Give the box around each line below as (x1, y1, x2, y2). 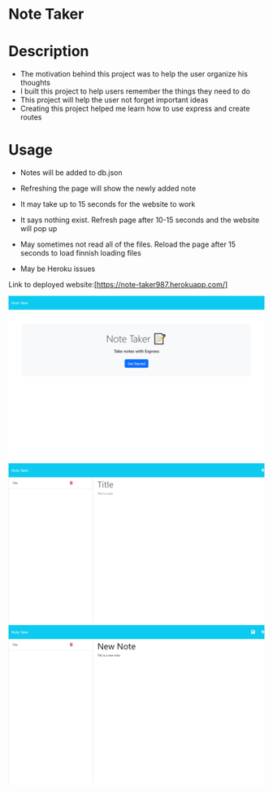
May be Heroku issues (19, 264, 96, 273)
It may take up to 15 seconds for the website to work (19, 199, 196, 209)
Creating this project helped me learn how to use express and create (19, 103, 250, 114)
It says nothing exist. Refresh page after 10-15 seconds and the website (19, 215, 260, 225)
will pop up (19, 224, 58, 234)
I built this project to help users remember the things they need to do (19, 86, 250, 96)
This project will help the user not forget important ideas (19, 95, 209, 105)
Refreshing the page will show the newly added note (19, 184, 197, 194)
